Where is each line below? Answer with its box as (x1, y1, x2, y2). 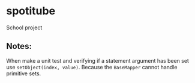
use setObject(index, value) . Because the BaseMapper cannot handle (6, 63, 178, 70)
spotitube (6, 4, 56, 18)
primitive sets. (6, 70, 41, 77)
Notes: (6, 41, 32, 51)
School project (6, 24, 43, 31)
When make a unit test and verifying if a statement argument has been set (6, 57, 189, 64)
